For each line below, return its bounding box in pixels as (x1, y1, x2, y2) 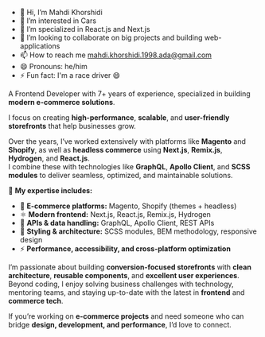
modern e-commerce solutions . (8, 98, 115, 107)
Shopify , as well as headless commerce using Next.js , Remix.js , (8, 145, 223, 154)
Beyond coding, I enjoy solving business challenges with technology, (8, 279, 234, 289)
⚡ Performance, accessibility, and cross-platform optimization (19, 244, 231, 254)
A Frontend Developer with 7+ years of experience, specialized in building (8, 89, 251, 99)
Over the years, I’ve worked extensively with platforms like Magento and (8, 137, 247, 146)
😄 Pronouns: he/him (19, 62, 88, 71)
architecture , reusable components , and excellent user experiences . (8, 271, 240, 280)
